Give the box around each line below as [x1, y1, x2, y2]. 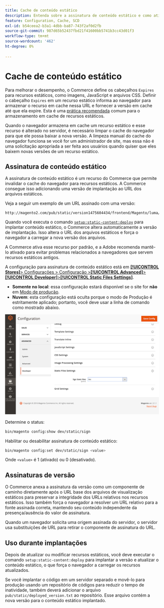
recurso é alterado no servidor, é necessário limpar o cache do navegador [5, 128, 155, 133]
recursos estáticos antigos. [5, 255, 60, 261]
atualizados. [5, 567, 30, 573]
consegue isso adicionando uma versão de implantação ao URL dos [5, 186, 142, 192]
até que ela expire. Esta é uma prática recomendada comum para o [5, 108, 140, 113]
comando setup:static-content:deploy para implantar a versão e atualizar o [5, 557, 159, 563]
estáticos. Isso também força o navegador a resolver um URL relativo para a [5, 499, 158, 505]
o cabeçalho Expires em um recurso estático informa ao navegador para [5, 97, 151, 103]
